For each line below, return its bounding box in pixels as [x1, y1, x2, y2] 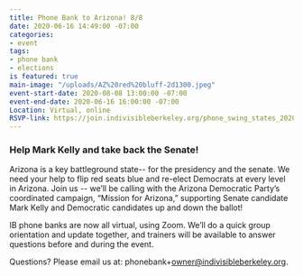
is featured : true [9, 72, 78, 81]
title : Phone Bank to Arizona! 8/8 [9, 13, 143, 23]
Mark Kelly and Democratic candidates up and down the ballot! [9, 202, 243, 213]
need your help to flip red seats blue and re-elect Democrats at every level [9, 173, 286, 185]
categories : [9, 30, 54, 39]
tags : [9, 47, 30, 56]
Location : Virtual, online [9, 106, 111, 115]
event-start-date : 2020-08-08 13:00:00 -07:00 [9, 88, 188, 97]
